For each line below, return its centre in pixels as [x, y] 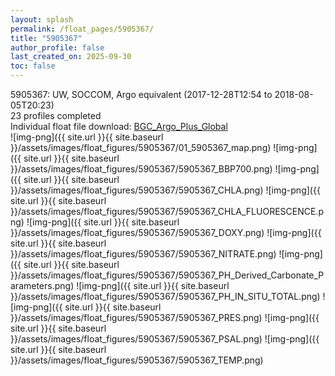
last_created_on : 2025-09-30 [71, 57]
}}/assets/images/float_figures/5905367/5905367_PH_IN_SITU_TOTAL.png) [165, 296]
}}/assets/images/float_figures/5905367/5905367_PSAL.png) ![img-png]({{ [165, 339]
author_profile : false [57, 47]
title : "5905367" [46, 38]
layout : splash [42, 19]
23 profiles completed [56, 115]
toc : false [33, 66]
